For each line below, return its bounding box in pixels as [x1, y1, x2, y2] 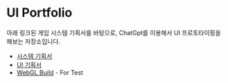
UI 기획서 [16, 60, 42, 68]
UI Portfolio [6, 5, 73, 21]
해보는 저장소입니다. [6, 37, 60, 46]
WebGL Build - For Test [16, 68, 84, 77]
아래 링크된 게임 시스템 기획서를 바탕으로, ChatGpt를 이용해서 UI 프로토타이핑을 [6, 28, 221, 37]
